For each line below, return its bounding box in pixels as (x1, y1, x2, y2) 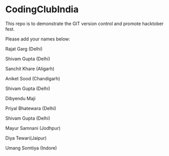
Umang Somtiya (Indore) (5, 145, 57, 151)
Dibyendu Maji (5, 95, 36, 101)
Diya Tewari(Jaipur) (5, 135, 47, 141)
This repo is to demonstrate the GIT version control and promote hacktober (5, 20, 164, 27)
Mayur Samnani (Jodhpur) (5, 125, 61, 131)
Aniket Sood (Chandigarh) (5, 75, 60, 81)
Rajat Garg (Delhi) (5, 46, 43, 52)
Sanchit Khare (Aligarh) (5, 65, 55, 72)
